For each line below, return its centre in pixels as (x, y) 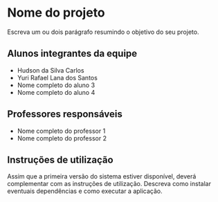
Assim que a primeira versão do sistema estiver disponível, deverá (102, 176)
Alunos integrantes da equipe (72, 54)
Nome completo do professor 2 (62, 138)
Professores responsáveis (65, 114)
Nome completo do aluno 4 (56, 92)
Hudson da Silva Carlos (51, 70)
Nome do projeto (56, 13)
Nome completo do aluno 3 (56, 85)
